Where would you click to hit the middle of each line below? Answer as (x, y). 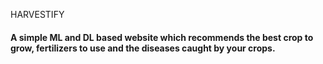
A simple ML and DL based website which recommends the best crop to (162, 37)
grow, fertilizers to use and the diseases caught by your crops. (143, 48)
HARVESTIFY (37, 14)
